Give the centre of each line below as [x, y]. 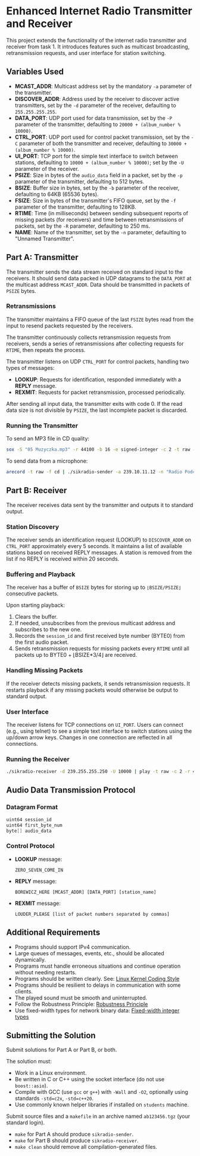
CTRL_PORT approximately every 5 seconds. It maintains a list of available [94, 546]
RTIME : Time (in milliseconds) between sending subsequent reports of [101, 213]
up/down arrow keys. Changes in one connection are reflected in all [89, 737]
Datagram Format [32, 807]
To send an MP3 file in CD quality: [48, 439]
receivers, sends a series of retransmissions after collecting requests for [95, 343]
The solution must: [29, 1062]
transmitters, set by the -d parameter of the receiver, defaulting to [96, 105]
